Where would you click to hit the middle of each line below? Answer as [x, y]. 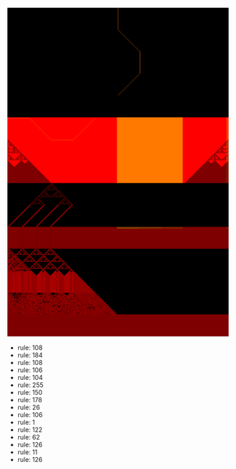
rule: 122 [30, 430]
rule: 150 [30, 392]
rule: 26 [29, 407]
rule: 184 [30, 355]
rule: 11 [27, 452]
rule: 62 [29, 437]
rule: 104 [30, 378]
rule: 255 [31, 385]
